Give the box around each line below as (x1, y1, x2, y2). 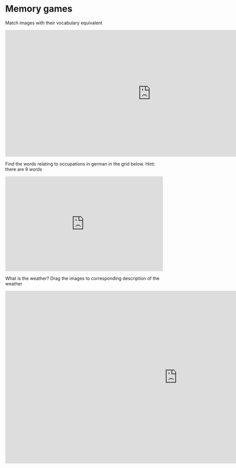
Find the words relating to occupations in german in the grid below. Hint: (5, 160, 155, 167)
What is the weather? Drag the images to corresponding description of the (5, 275, 160, 281)
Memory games (5, 3, 73, 15)
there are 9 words (5, 166, 42, 172)
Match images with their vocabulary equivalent (5, 20, 102, 26)
